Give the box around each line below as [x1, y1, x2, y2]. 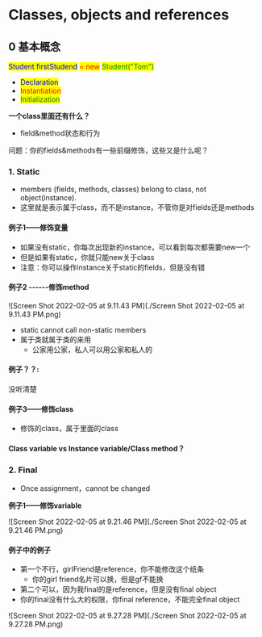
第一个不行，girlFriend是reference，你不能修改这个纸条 [19, 564, 205, 574]
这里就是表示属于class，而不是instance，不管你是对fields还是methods [19, 203, 255, 212]
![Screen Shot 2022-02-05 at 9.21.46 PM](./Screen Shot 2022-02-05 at [8, 517, 247, 526]
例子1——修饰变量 [8, 222, 69, 232]
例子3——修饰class [8, 404, 74, 413]
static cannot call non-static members [19, 325, 147, 334]
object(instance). [19, 193, 77, 203]
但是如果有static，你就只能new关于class [19, 252, 155, 262]
